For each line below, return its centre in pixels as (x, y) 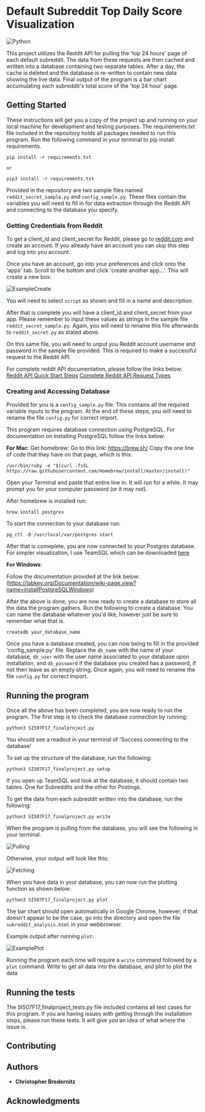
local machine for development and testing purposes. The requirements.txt (101, 126)
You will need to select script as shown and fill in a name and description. (100, 301)
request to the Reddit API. (39, 357)
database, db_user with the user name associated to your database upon (98, 657)
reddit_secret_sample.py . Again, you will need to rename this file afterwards (102, 326)
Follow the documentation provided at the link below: (73, 577)
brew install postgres (35, 512)
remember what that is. (35, 621)
